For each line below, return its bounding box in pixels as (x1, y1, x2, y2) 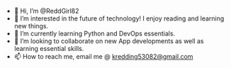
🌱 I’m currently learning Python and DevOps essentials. (13, 29, 176, 38)
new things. (13, 22, 48, 30)
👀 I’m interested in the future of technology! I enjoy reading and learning (13, 14, 225, 23)
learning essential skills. (13, 45, 84, 52)
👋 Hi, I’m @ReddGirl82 (13, 7, 79, 15)
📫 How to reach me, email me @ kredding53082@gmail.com (13, 52, 193, 60)
